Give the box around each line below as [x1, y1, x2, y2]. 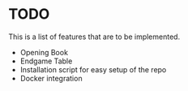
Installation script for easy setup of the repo [19, 64, 167, 74]
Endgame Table [19, 56, 73, 66]
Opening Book [19, 47, 69, 57]
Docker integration [19, 73, 83, 83]
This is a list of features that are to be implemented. [8, 32, 181, 41]
